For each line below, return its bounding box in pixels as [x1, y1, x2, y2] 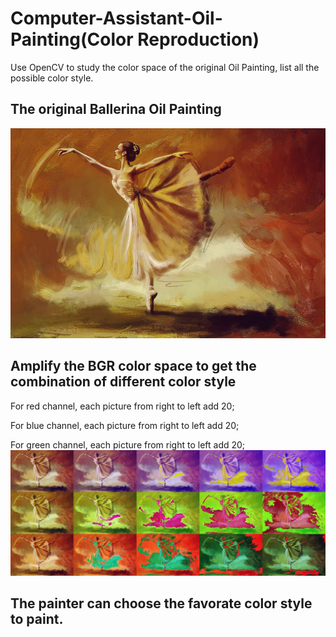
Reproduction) [137, 28, 260, 51]
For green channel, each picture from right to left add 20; [10, 438, 246, 451]
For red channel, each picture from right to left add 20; [10, 400, 235, 412]
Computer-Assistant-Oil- [10, 7, 223, 30]
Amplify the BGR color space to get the [10, 358, 257, 375]
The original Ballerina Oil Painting [10, 101, 222, 118]
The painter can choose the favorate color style [10, 595, 313, 612]
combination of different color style [10, 373, 237, 391]
